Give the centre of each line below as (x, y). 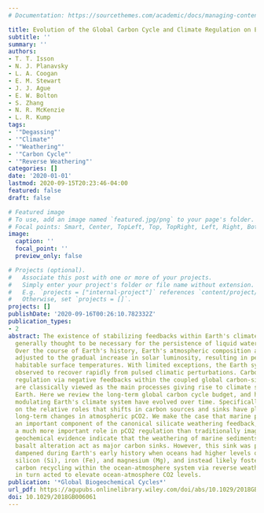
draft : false (29, 197)
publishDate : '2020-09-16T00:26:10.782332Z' (82, 314)
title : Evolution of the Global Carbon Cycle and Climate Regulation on (130, 30)
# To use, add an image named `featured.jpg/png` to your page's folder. (132, 220)
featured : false (35, 190)
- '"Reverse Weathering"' (50, 161)
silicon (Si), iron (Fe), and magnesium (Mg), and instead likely (126, 460)
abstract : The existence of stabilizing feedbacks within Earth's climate (133, 336)
